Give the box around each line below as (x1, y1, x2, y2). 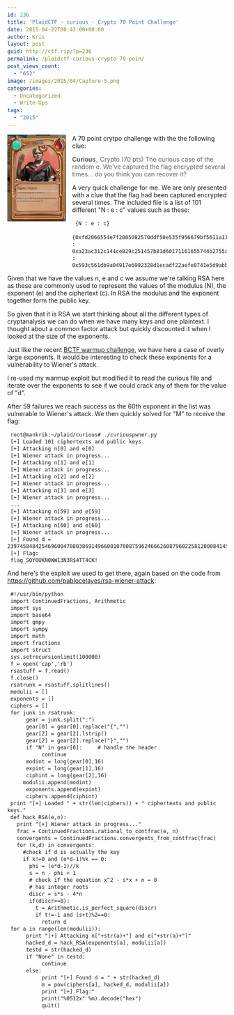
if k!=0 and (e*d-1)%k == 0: (22, 855, 108, 862)
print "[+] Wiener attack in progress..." (16, 821, 141, 827)
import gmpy (10, 618, 45, 625)
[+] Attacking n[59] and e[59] (10, 507, 101, 515)
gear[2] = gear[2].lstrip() (25, 730, 108, 737)
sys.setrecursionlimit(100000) (10, 653, 101, 660)
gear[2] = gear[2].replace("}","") (25, 737, 130, 744)
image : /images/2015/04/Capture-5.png (7, 77, 120, 84)
